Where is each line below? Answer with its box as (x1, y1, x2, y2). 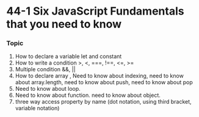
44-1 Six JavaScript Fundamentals (6, 4, 184, 18)
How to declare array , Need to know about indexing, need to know (15, 72, 184, 80)
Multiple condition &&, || (15, 66, 76, 73)
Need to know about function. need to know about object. (15, 91, 161, 99)
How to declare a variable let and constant (15, 53, 122, 60)
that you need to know (6, 17, 122, 31)
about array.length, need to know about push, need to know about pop (15, 79, 194, 86)
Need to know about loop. (15, 85, 81, 93)
